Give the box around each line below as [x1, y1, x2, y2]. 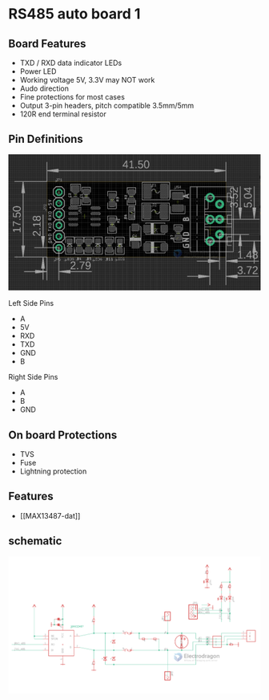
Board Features [8, 37, 86, 51]
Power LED [19, 67, 57, 76]
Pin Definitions [8, 132, 84, 146]
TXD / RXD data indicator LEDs [19, 58, 122, 67]
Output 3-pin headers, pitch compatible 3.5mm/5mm [19, 101, 195, 110]
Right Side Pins [8, 372, 58, 382]
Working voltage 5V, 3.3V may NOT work [19, 75, 155, 84]
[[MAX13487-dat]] [19, 511, 81, 520]
